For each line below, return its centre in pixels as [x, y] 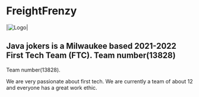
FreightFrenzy [42, 11]
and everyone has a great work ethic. [52, 87]
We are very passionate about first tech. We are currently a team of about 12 [99, 81]
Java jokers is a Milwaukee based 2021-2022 [91, 46]
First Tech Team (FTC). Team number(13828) [91, 56]
